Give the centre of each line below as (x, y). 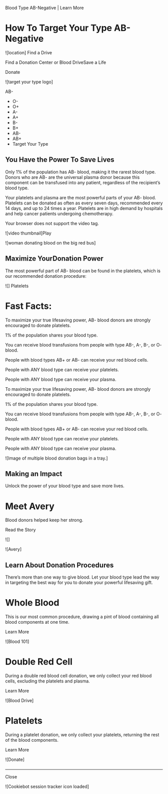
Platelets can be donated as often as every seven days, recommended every (84, 203)
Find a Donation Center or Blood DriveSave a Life (56, 62)
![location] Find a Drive (29, 52)
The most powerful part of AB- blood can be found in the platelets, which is (83, 271)
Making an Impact (34, 474)
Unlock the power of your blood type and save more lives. (65, 486)
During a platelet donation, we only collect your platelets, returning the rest (82, 734)
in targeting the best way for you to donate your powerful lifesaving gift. (79, 583)
